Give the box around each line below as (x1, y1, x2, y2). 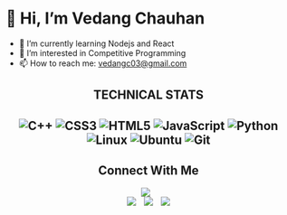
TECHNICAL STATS (92, 88, 205, 103)
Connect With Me (98, 163, 199, 179)
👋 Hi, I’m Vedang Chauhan (5, 8, 206, 29)
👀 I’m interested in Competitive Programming (18, 47, 187, 58)
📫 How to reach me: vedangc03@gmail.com (18, 58, 187, 69)
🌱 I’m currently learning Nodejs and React (18, 38, 175, 49)
